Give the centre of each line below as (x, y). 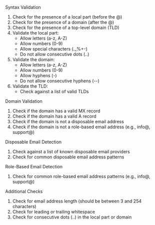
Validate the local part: (35, 33)
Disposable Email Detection (33, 142)
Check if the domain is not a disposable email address (68, 122)
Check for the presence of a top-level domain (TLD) (66, 28)
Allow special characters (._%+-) (53, 49)
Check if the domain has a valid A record (54, 116)
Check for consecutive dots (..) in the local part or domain (72, 217)
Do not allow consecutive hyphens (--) (60, 81)
